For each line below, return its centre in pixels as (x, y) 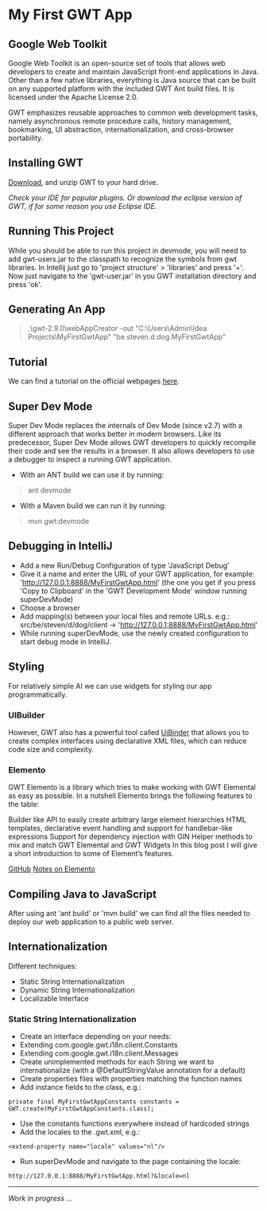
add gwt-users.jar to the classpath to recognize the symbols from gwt (122, 259)
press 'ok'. (25, 284)
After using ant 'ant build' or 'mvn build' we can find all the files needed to (129, 914)
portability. (26, 138)
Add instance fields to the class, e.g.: (80, 1087)
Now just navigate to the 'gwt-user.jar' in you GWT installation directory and (132, 276)
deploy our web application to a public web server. (91, 922)
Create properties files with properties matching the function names (131, 1079)
